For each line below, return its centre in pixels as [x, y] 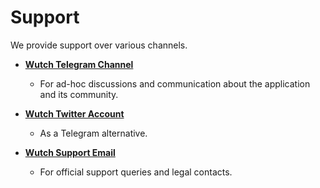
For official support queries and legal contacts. [136, 172]
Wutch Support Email [70, 152]
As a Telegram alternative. [93, 133]
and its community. [79, 94]
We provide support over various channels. [99, 45]
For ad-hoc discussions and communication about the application [175, 83]
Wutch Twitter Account [74, 113]
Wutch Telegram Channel [79, 64]
